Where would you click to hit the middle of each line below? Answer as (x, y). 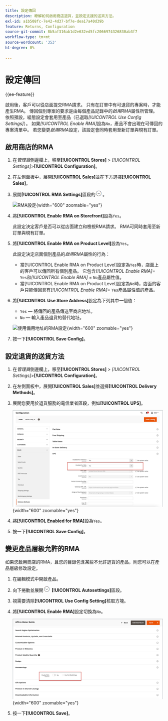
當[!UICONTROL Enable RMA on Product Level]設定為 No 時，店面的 (88, 284)
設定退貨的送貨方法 (35, 356)
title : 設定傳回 (20, 11)
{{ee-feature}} (20, 94)
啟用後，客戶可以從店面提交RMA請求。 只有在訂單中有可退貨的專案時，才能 (83, 104)
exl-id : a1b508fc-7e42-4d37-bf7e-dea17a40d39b (54, 21)
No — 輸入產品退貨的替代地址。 (52, 318)
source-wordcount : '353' (31, 43)
